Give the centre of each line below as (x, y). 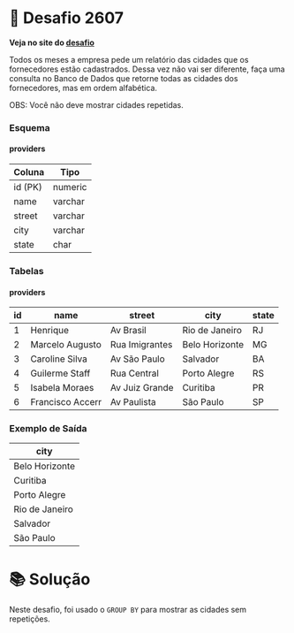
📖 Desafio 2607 (67, 18)
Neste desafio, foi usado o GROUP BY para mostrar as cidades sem (128, 610)
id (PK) (28, 187)
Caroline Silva (59, 359)
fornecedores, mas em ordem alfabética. (83, 88)
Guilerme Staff (60, 373)
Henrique (49, 331)
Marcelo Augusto (66, 345)
